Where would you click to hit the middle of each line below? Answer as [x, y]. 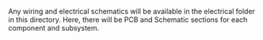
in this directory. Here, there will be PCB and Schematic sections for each [128, 20]
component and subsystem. [54, 28]
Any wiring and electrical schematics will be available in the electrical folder [132, 11]
